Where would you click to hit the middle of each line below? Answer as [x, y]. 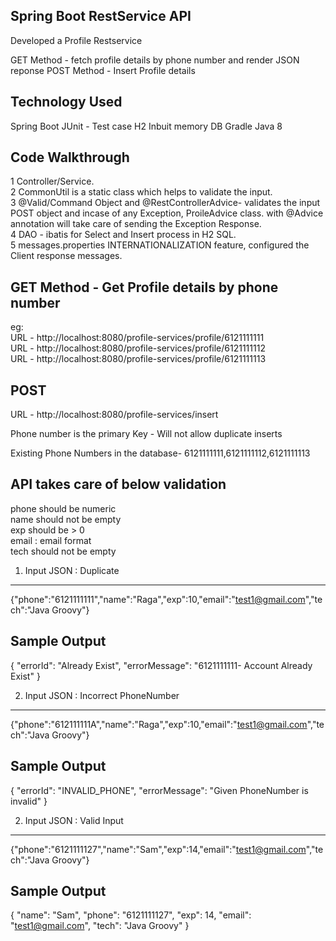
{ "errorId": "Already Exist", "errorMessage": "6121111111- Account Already [161, 665]
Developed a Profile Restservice [76, 40]
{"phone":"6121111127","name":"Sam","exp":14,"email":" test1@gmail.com [158, 849]
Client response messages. [66, 256]
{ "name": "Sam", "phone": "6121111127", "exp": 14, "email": [131, 915]
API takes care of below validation [118, 484]
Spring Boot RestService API [101, 16]
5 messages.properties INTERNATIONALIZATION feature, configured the [160, 245]
